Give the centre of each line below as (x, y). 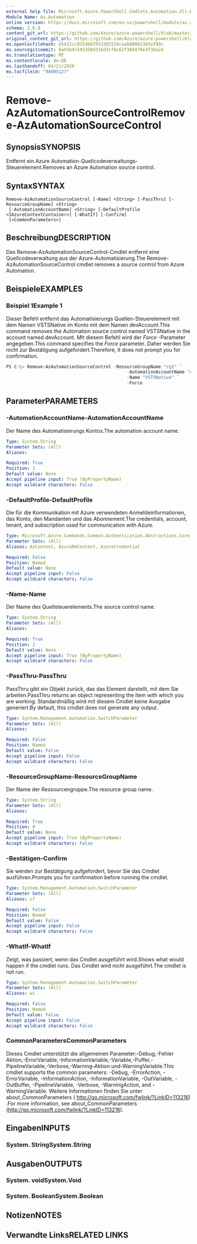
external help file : (31, 11)
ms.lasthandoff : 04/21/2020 (40, 66)
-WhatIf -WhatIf (28, 947)
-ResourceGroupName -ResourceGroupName (72, 777)
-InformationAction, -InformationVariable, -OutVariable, (107, 1078)
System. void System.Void (44, 1181)
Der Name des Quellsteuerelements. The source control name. (81, 607)
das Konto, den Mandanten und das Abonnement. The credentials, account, (97, 519)
